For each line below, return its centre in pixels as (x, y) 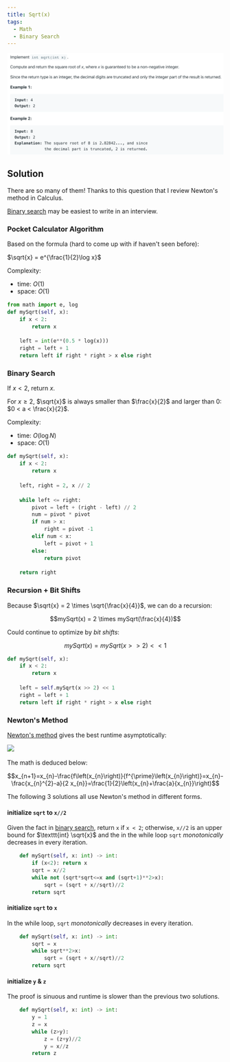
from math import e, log (43, 305)
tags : (15, 22)
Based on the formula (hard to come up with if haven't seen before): (103, 244)
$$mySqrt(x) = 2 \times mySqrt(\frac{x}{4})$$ (115, 618)
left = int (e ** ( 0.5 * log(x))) (64, 341)
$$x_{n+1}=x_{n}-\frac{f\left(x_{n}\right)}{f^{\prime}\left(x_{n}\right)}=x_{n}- (115, 776)
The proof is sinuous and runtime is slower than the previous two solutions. (113, 997)
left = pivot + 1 (69, 543)
